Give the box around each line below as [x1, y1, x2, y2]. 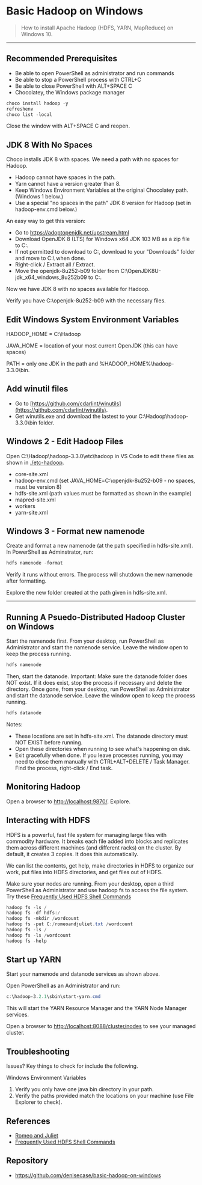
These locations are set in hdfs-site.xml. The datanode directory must [14, 732, 188, 739]
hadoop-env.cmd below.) [14, 206, 78, 213]
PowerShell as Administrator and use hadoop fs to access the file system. [6, 886, 189, 893]
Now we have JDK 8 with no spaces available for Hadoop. [6, 286, 150, 293]
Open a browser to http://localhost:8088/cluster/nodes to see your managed [6, 1023, 196, 1030]
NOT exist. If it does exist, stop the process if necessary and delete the [6, 679, 182, 686]
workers [14, 502, 36, 509]
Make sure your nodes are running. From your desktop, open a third [6, 880, 174, 887]
